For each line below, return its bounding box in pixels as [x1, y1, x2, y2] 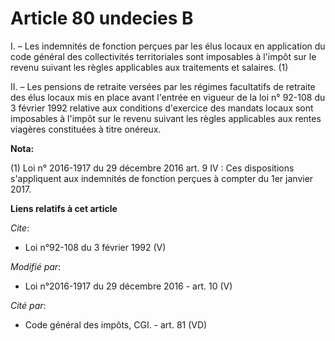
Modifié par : [10, 260, 62, 272]
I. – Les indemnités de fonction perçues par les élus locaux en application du [10, 40, 326, 52]
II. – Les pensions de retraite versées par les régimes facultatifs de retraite [10, 80, 316, 92]
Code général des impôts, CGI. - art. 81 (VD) [24, 318, 208, 331]
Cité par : [10, 299, 47, 311]
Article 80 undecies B [10, 7, 194, 30]
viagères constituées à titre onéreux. [10, 123, 162, 135]
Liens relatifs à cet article [10, 202, 118, 214]
